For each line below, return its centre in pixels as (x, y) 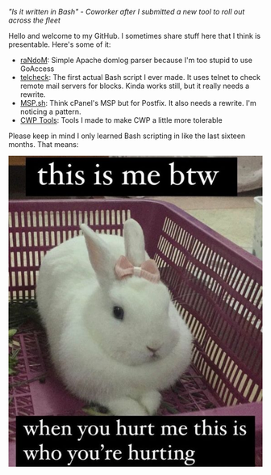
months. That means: (44, 144)
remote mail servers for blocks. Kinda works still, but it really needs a (135, 86)
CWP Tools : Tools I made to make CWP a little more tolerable (121, 120)
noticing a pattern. (50, 111)
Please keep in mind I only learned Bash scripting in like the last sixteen (127, 136)
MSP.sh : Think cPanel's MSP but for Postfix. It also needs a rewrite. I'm (138, 103)
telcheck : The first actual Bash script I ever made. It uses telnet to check (140, 77)
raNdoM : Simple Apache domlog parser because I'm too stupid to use (136, 60)
